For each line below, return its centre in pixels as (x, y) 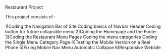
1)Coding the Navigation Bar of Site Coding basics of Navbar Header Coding (83, 26)
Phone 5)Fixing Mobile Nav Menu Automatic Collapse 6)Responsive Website (83, 47)
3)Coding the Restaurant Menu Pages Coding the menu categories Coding (81, 37)
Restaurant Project (24, 7)
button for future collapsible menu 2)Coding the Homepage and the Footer (81, 31)
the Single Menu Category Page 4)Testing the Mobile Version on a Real (78, 42)
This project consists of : (30, 17)
